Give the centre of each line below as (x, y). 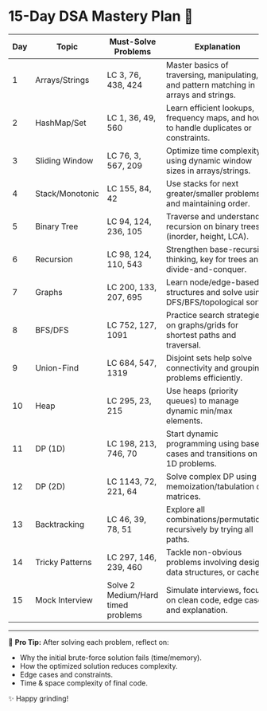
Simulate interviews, (203, 590)
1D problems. (191, 463)
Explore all (185, 509)
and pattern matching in (211, 84)
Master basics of (197, 65)
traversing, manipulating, (212, 75)
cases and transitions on (212, 454)
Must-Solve (133, 41)
